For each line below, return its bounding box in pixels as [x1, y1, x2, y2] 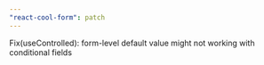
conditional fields [9, 46, 73, 58]
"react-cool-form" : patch [9, 12, 105, 22]
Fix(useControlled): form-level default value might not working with [9, 37, 255, 48]
